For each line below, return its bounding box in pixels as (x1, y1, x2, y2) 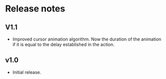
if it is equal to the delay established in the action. (12, 41, 115, 47)
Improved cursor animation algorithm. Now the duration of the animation (12, 36, 161, 42)
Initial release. (12, 69, 41, 75)
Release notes (5, 3, 65, 14)
